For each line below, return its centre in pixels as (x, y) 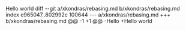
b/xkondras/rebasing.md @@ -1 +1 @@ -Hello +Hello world (79, 21)
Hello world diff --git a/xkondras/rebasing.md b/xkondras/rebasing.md (93, 9)
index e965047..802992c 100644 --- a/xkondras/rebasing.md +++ (88, 15)
